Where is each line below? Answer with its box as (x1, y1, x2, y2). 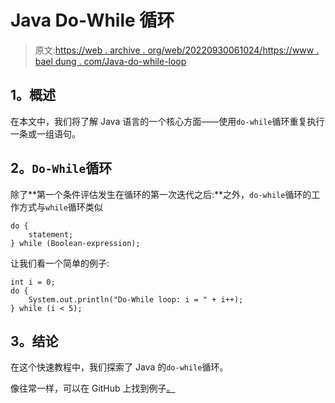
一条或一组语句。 (10, 127, 81, 140)
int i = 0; (10, 277, 56, 287)
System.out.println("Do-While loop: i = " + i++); (28, 294, 244, 305)
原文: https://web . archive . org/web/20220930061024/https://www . (34, 44, 320, 56)
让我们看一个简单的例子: (10, 257, 110, 269)
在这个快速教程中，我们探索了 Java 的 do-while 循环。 (10, 361, 229, 373)
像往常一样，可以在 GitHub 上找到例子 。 (10, 382, 176, 395)
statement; (28, 229, 74, 240)
